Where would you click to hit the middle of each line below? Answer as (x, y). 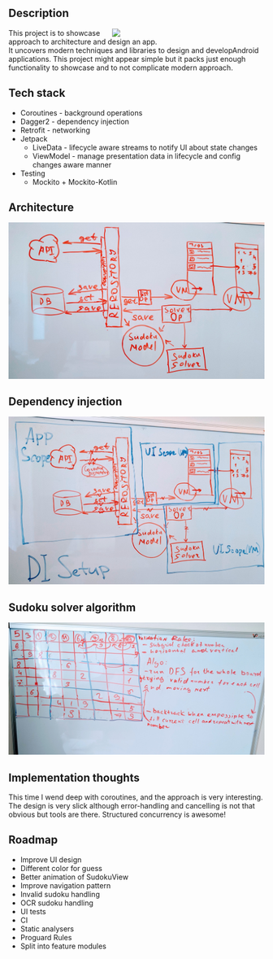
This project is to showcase (54, 33)
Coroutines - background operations (81, 112)
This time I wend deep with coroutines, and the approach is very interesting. (136, 797)
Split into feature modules (63, 946)
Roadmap (33, 840)
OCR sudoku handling (56, 903)
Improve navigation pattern (65, 885)
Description (39, 13)
